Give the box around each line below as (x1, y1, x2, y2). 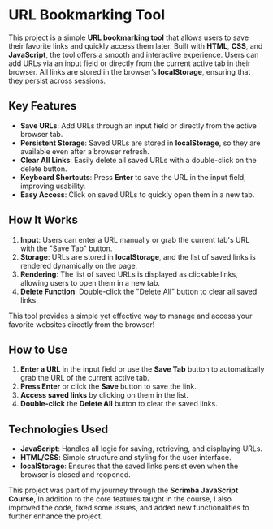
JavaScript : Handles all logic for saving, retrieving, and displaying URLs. (19, 444, 262, 454)
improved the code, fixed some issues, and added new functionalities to (8, 503, 249, 513)
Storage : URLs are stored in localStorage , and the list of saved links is (19, 252, 256, 261)
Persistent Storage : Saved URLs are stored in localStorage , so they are (19, 138, 261, 148)
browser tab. (19, 129, 63, 139)
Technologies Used (8, 422, 108, 436)
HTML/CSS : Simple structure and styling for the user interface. (19, 453, 232, 462)
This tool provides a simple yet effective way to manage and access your (8, 311, 253, 320)
